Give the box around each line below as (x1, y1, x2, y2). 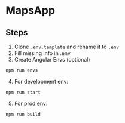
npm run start (5, 90, 41, 96)
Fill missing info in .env (14, 50, 71, 57)
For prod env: (14, 100, 48, 107)
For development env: (14, 78, 69, 85)
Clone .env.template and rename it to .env (14, 43, 119, 50)
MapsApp (5, 4, 55, 17)
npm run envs (5, 67, 38, 73)
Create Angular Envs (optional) (14, 56, 90, 63)
